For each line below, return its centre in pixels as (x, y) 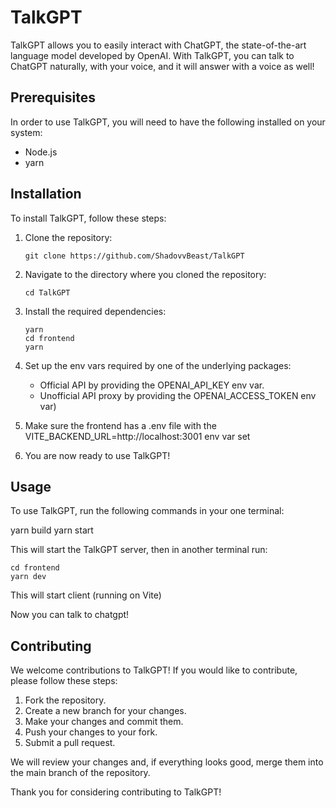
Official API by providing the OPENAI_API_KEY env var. (152, 385)
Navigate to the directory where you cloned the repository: (145, 274)
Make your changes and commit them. (104, 722)
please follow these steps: (64, 681)
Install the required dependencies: (95, 311)
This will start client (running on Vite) (86, 595)
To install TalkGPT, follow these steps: (88, 218)
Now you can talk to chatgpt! (70, 615)
